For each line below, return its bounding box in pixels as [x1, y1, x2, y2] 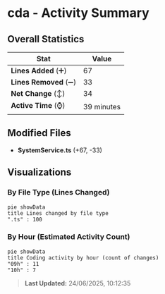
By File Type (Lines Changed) [7, 188, 110, 197]
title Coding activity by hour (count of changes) [7, 254, 159, 262]
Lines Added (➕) [11, 66, 67, 75]
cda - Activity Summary [7, 5, 149, 21]
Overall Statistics [7, 33, 85, 45]
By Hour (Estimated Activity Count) [7, 232, 130, 242]
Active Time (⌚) [11, 101, 66, 110]
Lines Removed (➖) [11, 78, 76, 87]
